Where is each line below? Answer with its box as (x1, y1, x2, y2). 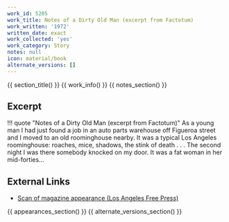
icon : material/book (7, 55, 67, 62)
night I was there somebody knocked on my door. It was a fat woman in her (7, 148, 223, 156)
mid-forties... (7, 156, 44, 164)
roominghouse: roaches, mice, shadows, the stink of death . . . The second (7, 141, 221, 149)
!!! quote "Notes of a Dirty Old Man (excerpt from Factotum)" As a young (7, 119, 214, 127)
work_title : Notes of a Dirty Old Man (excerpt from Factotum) (7, 17, 194, 24)
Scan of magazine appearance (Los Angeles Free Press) (17, 194, 179, 203)
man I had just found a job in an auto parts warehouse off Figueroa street (7, 126, 217, 135)
